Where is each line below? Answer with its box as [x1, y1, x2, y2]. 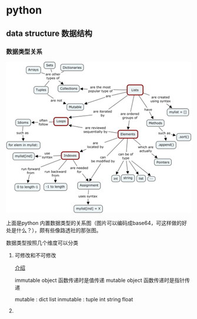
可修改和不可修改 [14, 252, 56, 259]
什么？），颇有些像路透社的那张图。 [16, 227, 102, 234]
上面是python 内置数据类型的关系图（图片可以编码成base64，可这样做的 [6, 220, 182, 227]
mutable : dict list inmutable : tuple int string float [14, 296, 133, 303]
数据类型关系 [6, 48, 43, 56]
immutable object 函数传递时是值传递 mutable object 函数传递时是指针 [14, 277, 185, 284]
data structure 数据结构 [6, 28, 93, 38]
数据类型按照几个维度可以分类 [6, 239, 78, 247]
